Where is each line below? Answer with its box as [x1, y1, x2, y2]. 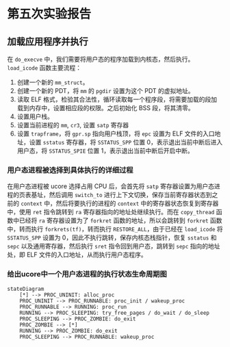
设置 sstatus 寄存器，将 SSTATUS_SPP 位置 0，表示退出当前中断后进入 [29, 138, 223, 146]
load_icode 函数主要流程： [7, 64, 82, 72]
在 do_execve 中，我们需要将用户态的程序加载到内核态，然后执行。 [7, 55, 194, 63]
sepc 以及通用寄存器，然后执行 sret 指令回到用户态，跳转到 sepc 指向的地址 [7, 242, 220, 250]
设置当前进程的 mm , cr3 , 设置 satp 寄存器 [16, 121, 129, 129]
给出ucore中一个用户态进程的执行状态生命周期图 [7, 270, 168, 279]
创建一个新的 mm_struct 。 [16, 78, 89, 86]
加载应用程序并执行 [7, 36, 88, 47]
